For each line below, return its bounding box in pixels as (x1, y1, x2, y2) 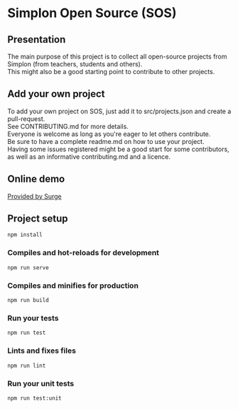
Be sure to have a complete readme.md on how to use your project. (7, 137, 205, 145)
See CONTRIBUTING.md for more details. (7, 122, 129, 130)
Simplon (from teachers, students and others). (7, 60, 143, 68)
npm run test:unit (7, 394, 62, 402)
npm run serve (7, 264, 50, 271)
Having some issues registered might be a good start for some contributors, (7, 145, 229, 153)
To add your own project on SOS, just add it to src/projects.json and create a (7, 107, 232, 115)
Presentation (7, 33, 66, 46)
